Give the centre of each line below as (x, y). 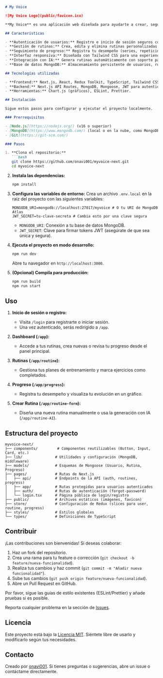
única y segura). (35, 235)
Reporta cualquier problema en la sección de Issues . (57, 607)
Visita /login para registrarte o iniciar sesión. (64, 322)
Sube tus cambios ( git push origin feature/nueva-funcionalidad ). (79, 578)
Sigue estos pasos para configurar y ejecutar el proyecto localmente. (79, 109)
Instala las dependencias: (39, 175)
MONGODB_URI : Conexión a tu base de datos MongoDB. (72, 225)
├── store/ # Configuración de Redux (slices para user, (77, 504)
